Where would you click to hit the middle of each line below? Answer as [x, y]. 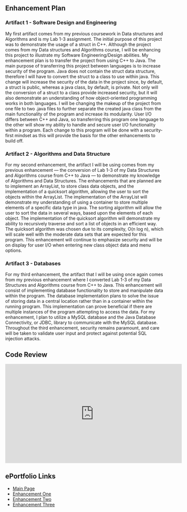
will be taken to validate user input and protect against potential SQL [76, 333]
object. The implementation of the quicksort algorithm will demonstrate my [83, 218]
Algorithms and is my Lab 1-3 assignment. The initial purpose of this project [84, 39]
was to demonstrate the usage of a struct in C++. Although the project [78, 44]
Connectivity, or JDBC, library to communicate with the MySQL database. [81, 323]
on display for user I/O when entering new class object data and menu [78, 245]
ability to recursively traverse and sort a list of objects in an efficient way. [81, 223]
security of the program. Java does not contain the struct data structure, [80, 71]
